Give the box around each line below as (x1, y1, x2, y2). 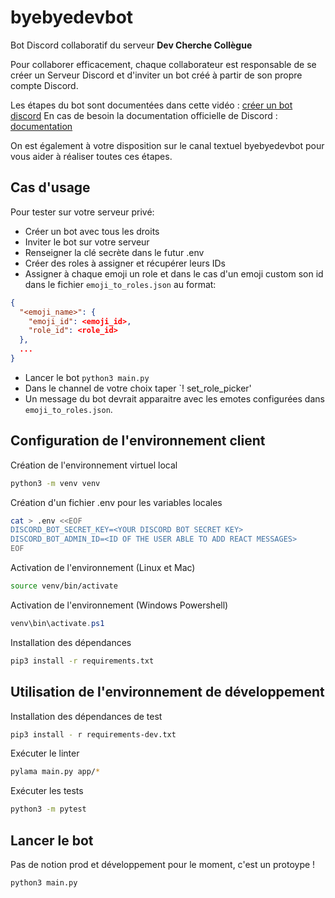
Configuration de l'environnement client (10, 432, 266, 450)
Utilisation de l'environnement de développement (10, 684, 325, 701)
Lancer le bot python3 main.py (24, 371, 150, 383)
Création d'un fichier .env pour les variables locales (10, 496, 223, 508)
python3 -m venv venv (10, 478, 101, 488)
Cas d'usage (10, 179, 91, 196)
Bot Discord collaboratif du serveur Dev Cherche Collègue (10, 39, 253, 51)
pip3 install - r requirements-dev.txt (10, 729, 177, 740)
